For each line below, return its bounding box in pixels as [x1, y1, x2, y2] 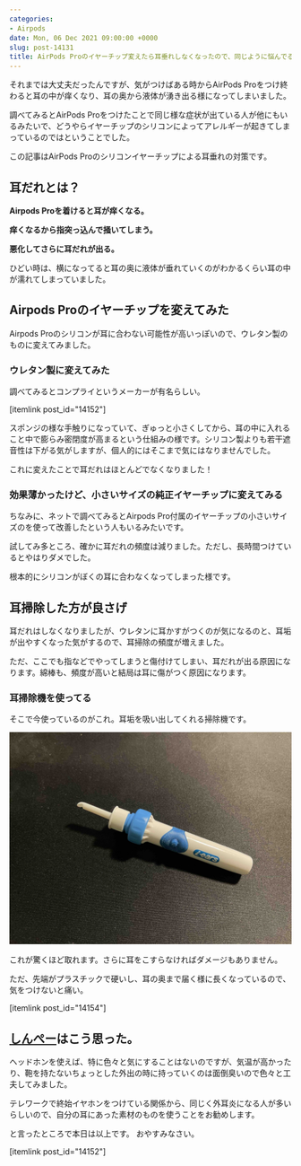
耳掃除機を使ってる [9, 692, 92, 705]
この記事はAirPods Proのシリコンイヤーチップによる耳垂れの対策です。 [9, 151, 271, 162]
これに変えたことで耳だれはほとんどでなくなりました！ [9, 464, 213, 475]
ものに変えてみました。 [9, 339, 96, 350]
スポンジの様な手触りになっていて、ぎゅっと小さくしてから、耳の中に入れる [9, 423, 291, 434]
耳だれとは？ [9, 180, 81, 195]
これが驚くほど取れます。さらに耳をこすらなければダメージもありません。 [9, 954, 283, 965]
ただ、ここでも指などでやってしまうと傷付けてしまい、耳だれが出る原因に [9, 656, 284, 667]
